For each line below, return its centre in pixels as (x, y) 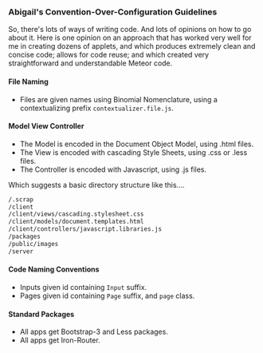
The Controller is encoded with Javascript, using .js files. (113, 169)
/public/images (33, 244)
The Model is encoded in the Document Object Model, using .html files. (137, 144)
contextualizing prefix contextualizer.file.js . (96, 108)
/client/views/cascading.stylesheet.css (77, 214)
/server (21, 251)
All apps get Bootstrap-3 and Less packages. (94, 332)
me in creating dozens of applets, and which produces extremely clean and (132, 46)
